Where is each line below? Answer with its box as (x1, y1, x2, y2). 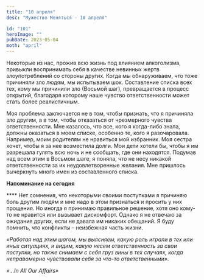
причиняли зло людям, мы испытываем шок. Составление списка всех (6, 79, 192, 86)
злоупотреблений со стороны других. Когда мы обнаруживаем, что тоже (6, 72, 198, 79)
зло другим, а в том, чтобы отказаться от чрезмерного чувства (6, 116, 172, 124)
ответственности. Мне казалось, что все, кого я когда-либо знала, (6, 123, 181, 130)
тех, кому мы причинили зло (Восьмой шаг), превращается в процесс (6, 85, 189, 92)
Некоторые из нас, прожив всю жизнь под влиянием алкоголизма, (6, 59, 181, 66)
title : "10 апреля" (6, 9, 56, 15)
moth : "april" (6, 43, 43, 49)
